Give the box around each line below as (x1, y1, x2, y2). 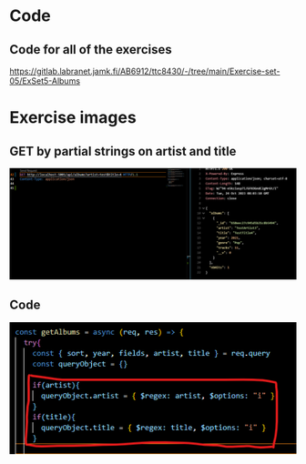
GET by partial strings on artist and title (9, 143, 237, 159)
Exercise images (9, 107, 137, 128)
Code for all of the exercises (9, 42, 172, 57)
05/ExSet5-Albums (9, 76, 80, 86)
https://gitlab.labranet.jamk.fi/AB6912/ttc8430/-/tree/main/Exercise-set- (9, 66, 280, 76)
